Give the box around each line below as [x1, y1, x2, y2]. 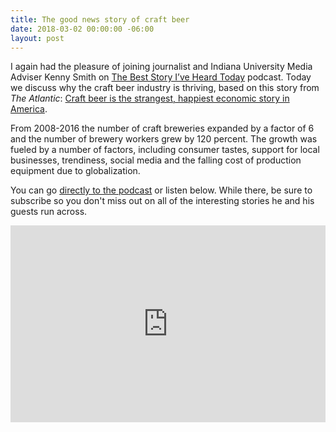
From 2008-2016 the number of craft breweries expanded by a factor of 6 [10, 122, 315, 135]
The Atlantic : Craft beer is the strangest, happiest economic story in [10, 92, 290, 105]
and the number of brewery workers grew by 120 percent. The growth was [10, 133, 318, 145]
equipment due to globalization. [10, 165, 141, 177]
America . [10, 103, 48, 115]
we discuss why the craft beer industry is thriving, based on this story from [10, 82, 320, 94]
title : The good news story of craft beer [10, 14, 190, 25]
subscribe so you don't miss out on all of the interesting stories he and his [10, 195, 315, 207]
